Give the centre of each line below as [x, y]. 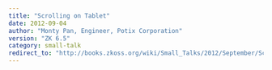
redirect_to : [30, 53]
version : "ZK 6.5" [39, 38]
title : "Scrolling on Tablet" [59, 16]
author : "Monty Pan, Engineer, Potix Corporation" [96, 31]
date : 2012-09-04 [38, 23]
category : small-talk [45, 46]
